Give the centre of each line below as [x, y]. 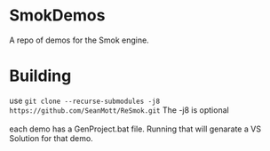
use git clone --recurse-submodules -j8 [85, 100]
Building [40, 76]
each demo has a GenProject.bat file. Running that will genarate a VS [135, 129]
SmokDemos [57, 16]
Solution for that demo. [51, 138]
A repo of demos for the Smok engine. [79, 40]
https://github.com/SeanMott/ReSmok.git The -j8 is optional [119, 110]
